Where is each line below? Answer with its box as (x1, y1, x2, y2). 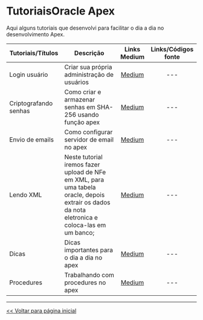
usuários (64, 77, 89, 86)
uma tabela (64, 183, 96, 191)
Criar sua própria (64, 62, 112, 71)
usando (77, 110, 99, 119)
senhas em (64, 103, 95, 111)
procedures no (64, 278, 106, 287)
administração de (64, 70, 114, 79)
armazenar (64, 95, 95, 103)
